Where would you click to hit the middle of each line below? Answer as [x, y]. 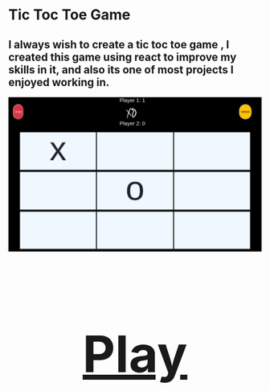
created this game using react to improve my [123, 57]
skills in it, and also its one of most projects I [121, 70]
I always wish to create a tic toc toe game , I [119, 45]
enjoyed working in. [59, 82]
